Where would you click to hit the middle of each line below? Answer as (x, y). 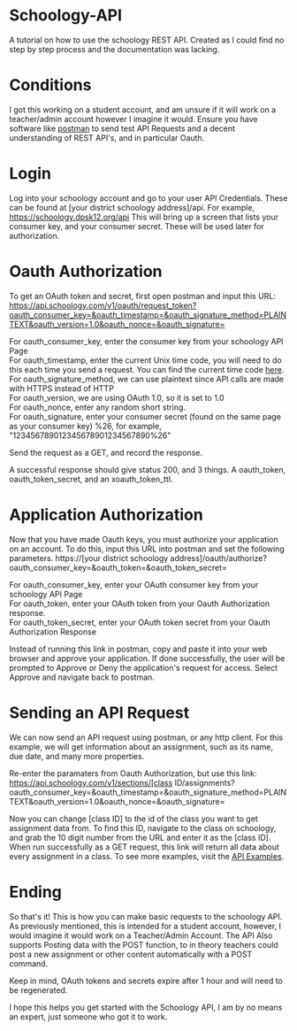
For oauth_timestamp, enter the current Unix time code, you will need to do (146, 360)
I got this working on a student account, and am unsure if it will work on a (143, 109)
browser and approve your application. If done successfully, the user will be (147, 658)
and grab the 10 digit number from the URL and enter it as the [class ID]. (140, 837)
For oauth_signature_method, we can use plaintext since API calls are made (147, 379)
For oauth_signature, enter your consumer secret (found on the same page (145, 416)
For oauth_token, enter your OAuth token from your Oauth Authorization (140, 604)
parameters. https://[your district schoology (89, 558)
